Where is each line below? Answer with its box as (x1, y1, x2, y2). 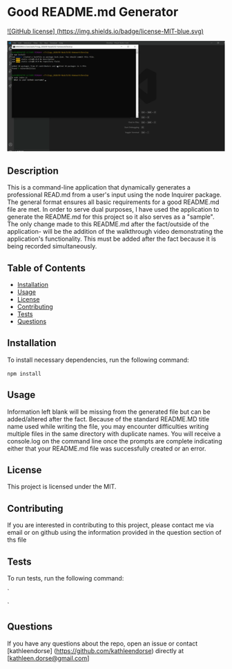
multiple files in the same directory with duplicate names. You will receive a (7, 430, 221, 438)
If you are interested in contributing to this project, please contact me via (7, 521, 214, 529)
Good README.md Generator (7, 4, 179, 20)
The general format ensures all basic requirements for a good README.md (7, 198, 220, 206)
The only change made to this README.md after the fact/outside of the (7, 220, 209, 228)
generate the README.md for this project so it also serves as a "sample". (7, 212, 215, 221)
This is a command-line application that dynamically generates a (7, 183, 191, 192)
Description (7, 165, 59, 176)
